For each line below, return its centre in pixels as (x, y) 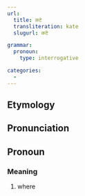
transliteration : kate (46, 26)
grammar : (20, 46)
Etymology (31, 105)
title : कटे (28, 20)
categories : (24, 70)
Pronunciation (38, 128)
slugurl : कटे (31, 33)
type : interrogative (49, 58)
